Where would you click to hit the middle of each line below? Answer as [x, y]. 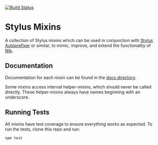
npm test [14, 138]
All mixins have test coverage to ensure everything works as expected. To [79, 124]
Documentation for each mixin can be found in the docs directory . [71, 77]
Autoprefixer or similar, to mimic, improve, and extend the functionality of [78, 45]
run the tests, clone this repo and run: [42, 129]
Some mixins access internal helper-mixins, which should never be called [78, 87]
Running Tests [27, 112]
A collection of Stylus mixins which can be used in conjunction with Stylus [79, 40]
